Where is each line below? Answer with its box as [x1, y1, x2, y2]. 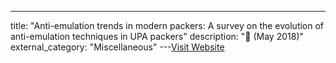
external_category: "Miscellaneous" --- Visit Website [10, 41, 225, 53]
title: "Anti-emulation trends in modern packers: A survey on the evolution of [10, 20, 325, 31]
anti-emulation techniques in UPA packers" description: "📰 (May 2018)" [10, 31, 305, 42]
